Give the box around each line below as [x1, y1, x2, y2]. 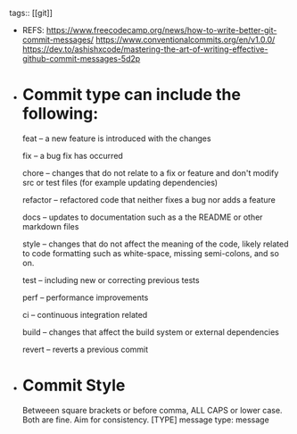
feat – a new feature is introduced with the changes [21, 133, 211, 144]
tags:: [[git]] [9, 8, 54, 18]
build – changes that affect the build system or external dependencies [21, 326, 279, 338]
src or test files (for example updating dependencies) [21, 177, 219, 188]
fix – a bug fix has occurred [21, 150, 123, 161]
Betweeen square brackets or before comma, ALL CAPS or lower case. [21, 405, 283, 415]
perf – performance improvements [21, 292, 149, 303]
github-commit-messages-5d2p [21, 54, 141, 63]
